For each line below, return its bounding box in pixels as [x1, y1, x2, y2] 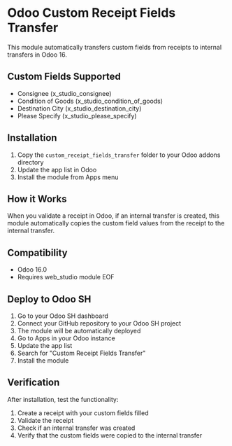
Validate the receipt [17, 416, 74, 424]
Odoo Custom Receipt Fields [7, 5, 176, 21]
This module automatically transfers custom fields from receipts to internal [7, 43, 222, 51]
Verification [7, 377, 60, 389]
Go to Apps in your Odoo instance [17, 334, 115, 342]
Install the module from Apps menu [17, 173, 119, 181]
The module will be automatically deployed [17, 327, 141, 335]
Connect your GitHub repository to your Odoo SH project [17, 319, 182, 327]
